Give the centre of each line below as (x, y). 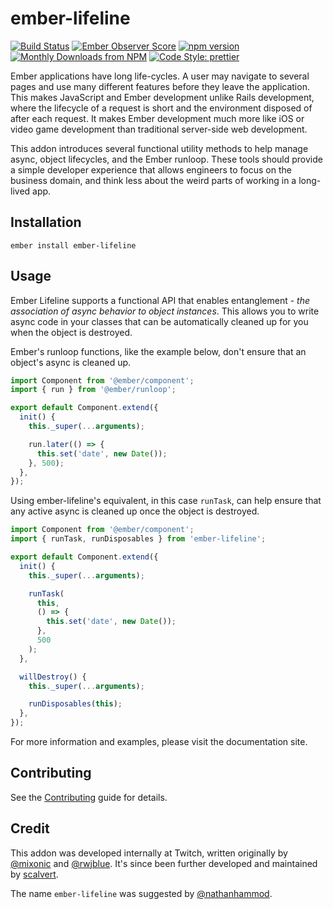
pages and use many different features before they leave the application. (160, 86)
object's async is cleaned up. (71, 362)
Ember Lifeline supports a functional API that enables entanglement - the (160, 300)
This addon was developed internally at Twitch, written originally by (149, 853)
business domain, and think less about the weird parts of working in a (153, 180)
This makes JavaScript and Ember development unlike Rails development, (162, 97)
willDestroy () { (53, 677)
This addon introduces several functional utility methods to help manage (159, 148)
